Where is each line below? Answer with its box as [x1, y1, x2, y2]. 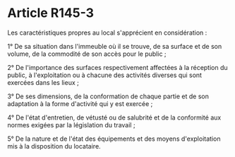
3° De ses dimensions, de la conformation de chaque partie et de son [7, 92, 210, 100]
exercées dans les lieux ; [7, 78, 79, 86]
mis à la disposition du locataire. [7, 141, 101, 150]
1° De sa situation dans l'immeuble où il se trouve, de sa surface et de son [7, 42, 222, 50]
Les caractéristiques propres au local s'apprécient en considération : [7, 28, 207, 37]
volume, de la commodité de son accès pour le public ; [7, 50, 167, 58]
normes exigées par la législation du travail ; [7, 120, 135, 129]
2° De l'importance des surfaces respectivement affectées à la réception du [7, 63, 228, 71]
